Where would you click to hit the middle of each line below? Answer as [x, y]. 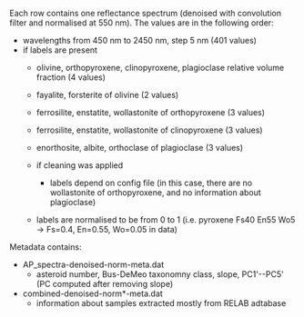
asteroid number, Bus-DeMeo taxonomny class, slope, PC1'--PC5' [160, 274]
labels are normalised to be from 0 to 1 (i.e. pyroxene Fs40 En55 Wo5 [166, 220]
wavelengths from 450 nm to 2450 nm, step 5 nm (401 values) [140, 40]
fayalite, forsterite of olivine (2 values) [107, 95]
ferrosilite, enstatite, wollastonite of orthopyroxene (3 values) [151, 112]
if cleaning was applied [80, 165]
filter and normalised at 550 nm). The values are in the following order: [142, 23]
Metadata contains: [46, 247]
